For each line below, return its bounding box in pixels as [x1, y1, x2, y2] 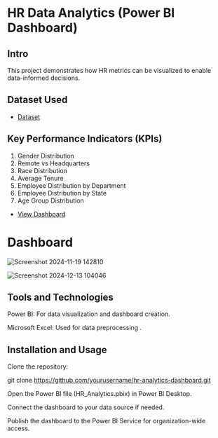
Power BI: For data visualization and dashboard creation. [7, 310, 170, 318]
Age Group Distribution [17, 196, 84, 205]
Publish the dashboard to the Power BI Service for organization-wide [7, 417, 206, 425]
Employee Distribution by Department [17, 181, 126, 190]
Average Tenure [17, 174, 64, 182]
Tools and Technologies [7, 291, 114, 303]
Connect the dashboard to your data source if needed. [7, 403, 165, 411]
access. [7, 424, 30, 432]
